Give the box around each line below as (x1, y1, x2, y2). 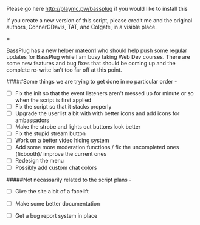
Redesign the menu (15, 157, 64, 164)
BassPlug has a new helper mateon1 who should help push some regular (6, 47, 187, 54)
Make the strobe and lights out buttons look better (15, 123, 141, 130)
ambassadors (15, 116, 50, 124)
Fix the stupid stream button (15, 130, 86, 137)
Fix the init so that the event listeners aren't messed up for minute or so (15, 90, 194, 96)
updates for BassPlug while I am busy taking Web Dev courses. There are (6, 53, 190, 60)
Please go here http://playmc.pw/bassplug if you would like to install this (6, 5, 188, 12)
